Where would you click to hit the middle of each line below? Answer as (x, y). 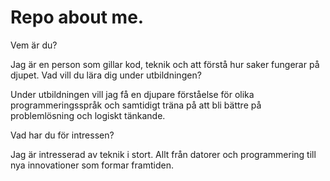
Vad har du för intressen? (62, 135)
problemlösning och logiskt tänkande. (88, 115)
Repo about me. (77, 17)
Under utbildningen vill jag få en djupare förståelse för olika (132, 94)
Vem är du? (34, 45)
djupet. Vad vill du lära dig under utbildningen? (106, 75)
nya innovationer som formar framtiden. (92, 165)
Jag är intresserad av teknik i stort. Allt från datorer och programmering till (163, 154)
